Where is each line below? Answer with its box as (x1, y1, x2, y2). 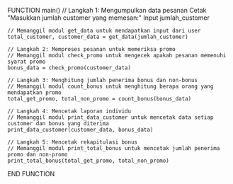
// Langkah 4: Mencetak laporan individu (7, 108, 132, 115)
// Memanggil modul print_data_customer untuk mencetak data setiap (7, 114, 214, 121)
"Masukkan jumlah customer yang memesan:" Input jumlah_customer (7, 13, 210, 22)
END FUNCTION (7, 170, 55, 178)
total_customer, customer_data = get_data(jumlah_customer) (7, 33, 189, 40)
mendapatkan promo (7, 89, 62, 96)
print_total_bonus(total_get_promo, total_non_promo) (7, 157, 170, 164)
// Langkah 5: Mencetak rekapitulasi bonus (7, 139, 138, 146)
